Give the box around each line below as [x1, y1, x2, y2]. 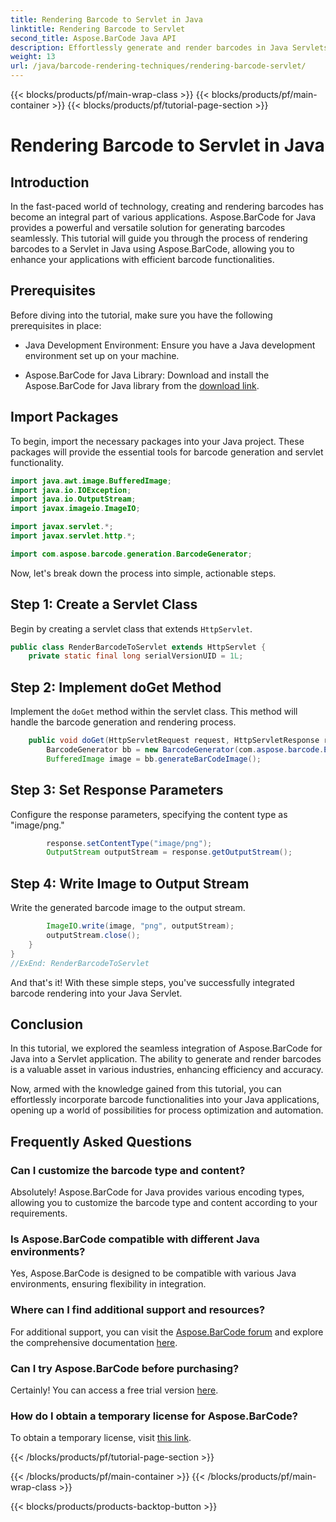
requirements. [10, 1207, 68, 1219]
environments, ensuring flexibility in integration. [10, 1278, 207, 1290]
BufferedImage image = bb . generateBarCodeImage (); [46, 754, 262, 764]
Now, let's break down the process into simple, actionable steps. [10, 567, 277, 579]
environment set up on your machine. [24, 349, 180, 361]
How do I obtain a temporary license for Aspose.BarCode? [10, 1409, 298, 1423]
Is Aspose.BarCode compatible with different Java [10, 1232, 260, 1246]
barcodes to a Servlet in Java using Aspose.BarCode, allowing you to [10, 243, 295, 255]
